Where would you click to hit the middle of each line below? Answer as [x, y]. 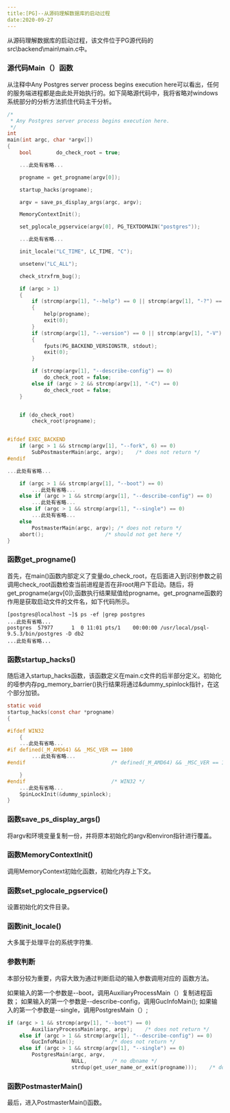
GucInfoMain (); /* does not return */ [104, 1042]
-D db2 [75, 634]
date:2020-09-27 [30, 20]
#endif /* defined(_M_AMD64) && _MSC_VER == [113, 763]
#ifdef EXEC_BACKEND [37, 440]
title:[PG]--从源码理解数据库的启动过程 [59, 13]
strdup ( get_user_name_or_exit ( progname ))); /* [143, 1067]
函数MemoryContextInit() [50, 855]
